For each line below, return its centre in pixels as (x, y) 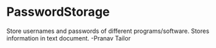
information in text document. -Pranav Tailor (69, 38)
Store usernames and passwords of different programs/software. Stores (108, 31)
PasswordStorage (58, 12)
